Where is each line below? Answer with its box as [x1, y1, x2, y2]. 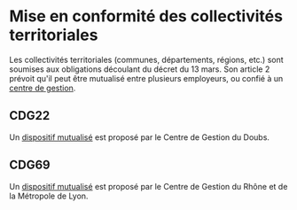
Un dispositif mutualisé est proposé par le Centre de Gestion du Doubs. [9, 131, 270, 143]
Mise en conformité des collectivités [9, 6, 284, 27]
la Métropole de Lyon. [9, 191, 89, 201]
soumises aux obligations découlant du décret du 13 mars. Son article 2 [9, 64, 270, 74]
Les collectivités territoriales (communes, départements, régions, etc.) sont [9, 54, 284, 65]
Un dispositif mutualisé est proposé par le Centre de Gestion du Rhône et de [9, 181, 288, 191]
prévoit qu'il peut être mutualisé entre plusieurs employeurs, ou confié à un [9, 73, 284, 83]
